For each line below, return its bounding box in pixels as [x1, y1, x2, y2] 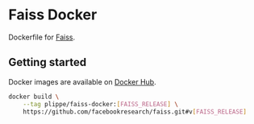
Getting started [8, 56, 87, 69]
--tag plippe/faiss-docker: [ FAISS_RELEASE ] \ [23, 100, 179, 108]
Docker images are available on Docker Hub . [8, 76, 156, 86]
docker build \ [8, 93, 60, 101]
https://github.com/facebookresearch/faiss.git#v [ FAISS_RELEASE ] [23, 107, 248, 116]
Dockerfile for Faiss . [8, 32, 75, 42]
